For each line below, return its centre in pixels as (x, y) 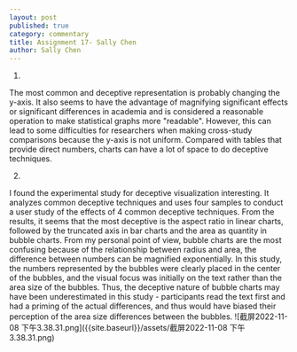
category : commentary (49, 34)
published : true (39, 26)
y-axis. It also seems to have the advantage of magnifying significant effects (148, 102)
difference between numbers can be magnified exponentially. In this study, (145, 259)
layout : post (33, 17)
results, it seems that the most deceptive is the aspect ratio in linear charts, (146, 222)
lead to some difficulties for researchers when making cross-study (131, 130)
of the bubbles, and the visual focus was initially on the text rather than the (145, 278)
